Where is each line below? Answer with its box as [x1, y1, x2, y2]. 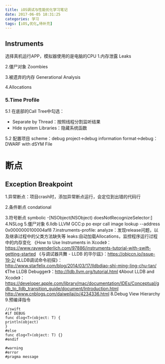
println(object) [5, 320, 39, 325]
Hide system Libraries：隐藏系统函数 [12, 125, 87, 131]
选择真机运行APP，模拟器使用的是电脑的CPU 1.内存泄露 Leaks [5, 53, 131, 59]
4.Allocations [5, 84, 32, 90]
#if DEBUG [5, 311, 26, 316]
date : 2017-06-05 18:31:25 [5, 12, 61, 17]
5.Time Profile [5, 96, 40, 103]
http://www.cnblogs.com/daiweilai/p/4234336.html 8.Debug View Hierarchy [5, 291, 161, 297]
